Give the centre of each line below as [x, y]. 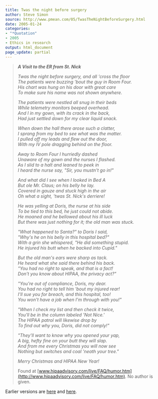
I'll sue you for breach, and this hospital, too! [64, 294]
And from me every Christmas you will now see [67, 346]
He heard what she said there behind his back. [66, 263]
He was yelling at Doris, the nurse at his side [64, 206]
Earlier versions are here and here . [41, 391]
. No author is [139, 376]
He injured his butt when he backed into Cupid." [67, 247]
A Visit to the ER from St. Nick [49, 67]
